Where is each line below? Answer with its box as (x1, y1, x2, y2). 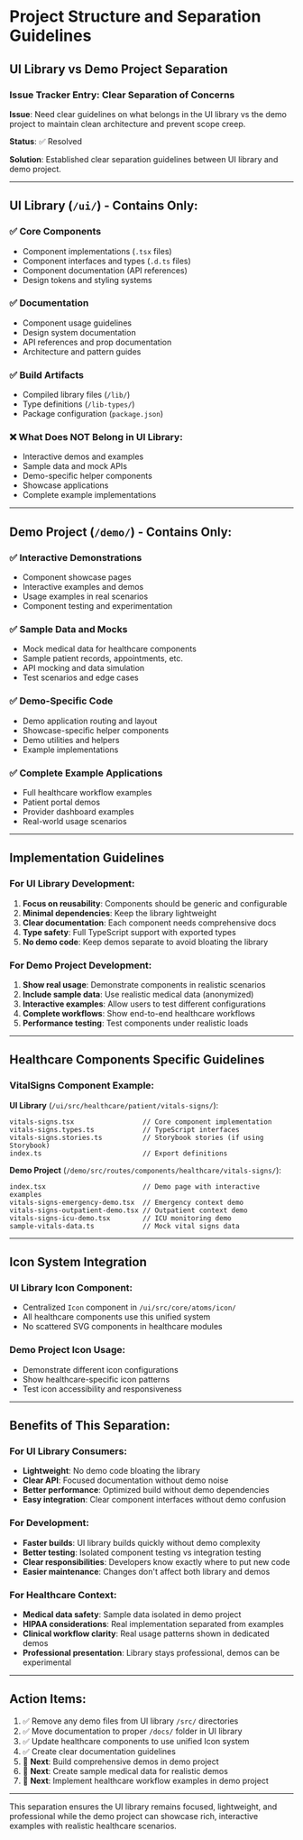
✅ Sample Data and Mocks (9, 623, 128, 636)
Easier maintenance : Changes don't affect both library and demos (22, 1566, 271, 1577)
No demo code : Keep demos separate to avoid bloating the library (22, 936, 269, 947)
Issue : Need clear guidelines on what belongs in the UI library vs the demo (9, 108, 287, 119)
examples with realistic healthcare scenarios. (9, 1820, 178, 1831)
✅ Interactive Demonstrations (9, 551, 142, 564)
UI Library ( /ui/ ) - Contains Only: (9, 198, 198, 214)
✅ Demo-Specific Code (9, 695, 114, 707)
